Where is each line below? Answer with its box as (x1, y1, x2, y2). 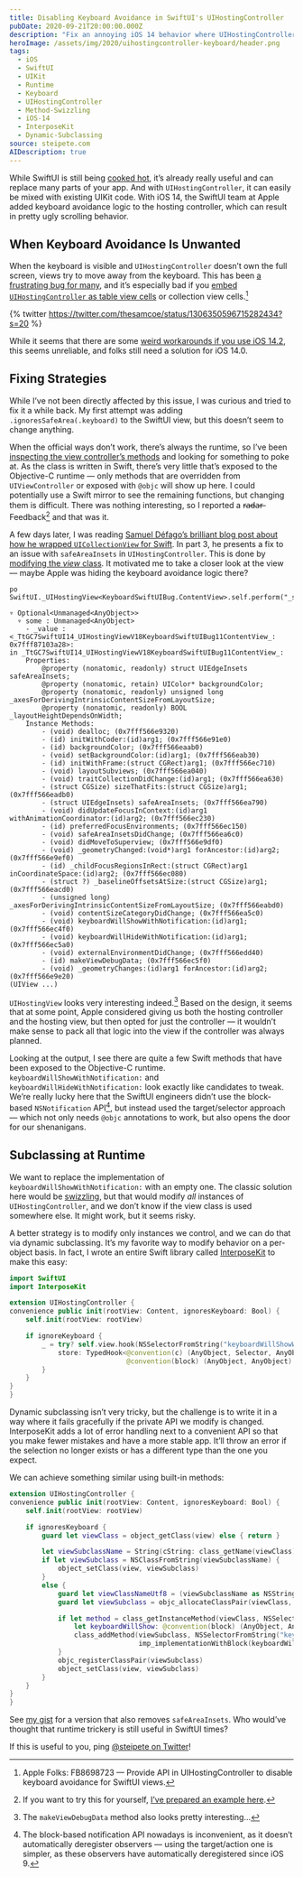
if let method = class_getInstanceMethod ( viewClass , (57, 1613, 260, 1623)
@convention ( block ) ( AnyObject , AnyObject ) (125, 1356, 293, 1366)
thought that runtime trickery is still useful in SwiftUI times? (9, 1724, 228, 1734)
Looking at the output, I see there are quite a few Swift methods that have (9, 1053, 282, 1064)
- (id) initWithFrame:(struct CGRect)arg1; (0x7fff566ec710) (41, 758, 277, 767)
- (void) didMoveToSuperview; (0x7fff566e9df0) (41, 837, 224, 847)
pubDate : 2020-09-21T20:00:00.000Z (9, 22, 143, 31)
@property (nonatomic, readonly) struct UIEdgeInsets (41, 664, 248, 673)
